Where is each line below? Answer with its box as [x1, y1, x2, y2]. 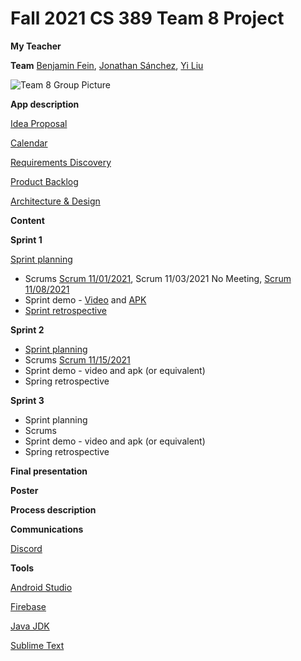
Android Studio [10, 581, 73, 593]
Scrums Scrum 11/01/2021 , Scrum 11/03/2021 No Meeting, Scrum [24, 272, 292, 284]
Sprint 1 [10, 233, 43, 246]
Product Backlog [10, 175, 79, 187]
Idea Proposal [10, 117, 68, 129]
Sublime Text [10, 639, 65, 651]
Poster [10, 484, 39, 496]
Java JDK [10, 620, 50, 632]
